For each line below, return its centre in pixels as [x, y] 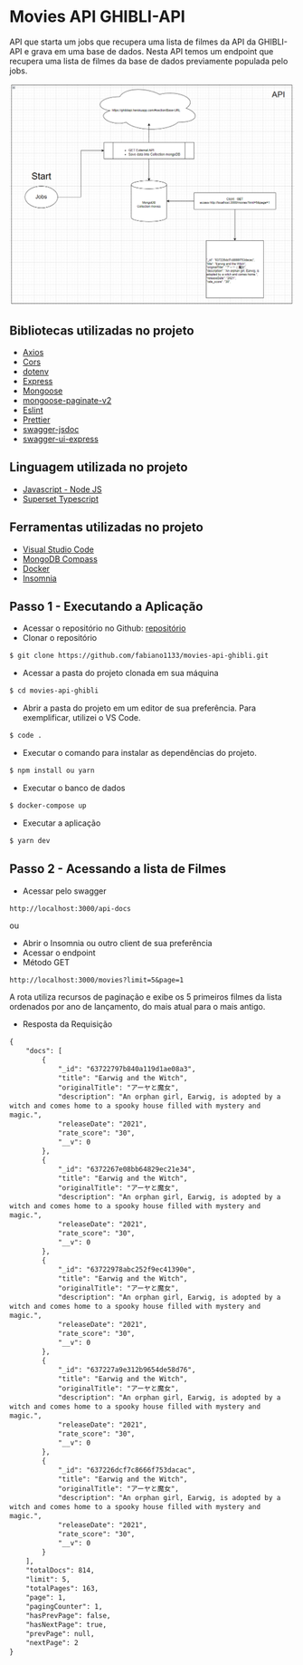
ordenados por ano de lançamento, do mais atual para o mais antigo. [137, 1006]
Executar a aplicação [62, 823]
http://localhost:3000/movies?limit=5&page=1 [96, 980]
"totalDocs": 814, [60, 1570]
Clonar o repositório [60, 638]
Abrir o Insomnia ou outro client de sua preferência [117, 943]
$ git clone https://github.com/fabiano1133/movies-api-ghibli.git [139, 656]
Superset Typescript [61, 499]
